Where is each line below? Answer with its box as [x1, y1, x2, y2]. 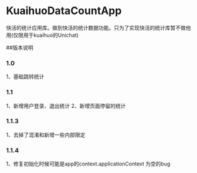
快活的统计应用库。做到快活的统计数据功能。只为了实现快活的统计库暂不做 [6, 24, 186, 31]
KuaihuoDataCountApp [6, 4, 122, 18]
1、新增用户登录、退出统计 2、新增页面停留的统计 [6, 102, 126, 109]
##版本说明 [6, 44, 33, 51]
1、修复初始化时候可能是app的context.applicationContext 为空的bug [6, 160, 171, 168]
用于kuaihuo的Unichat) [23, 31, 79, 39]
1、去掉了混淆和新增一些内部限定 [6, 131, 86, 138]
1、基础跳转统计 [6, 73, 45, 80]
